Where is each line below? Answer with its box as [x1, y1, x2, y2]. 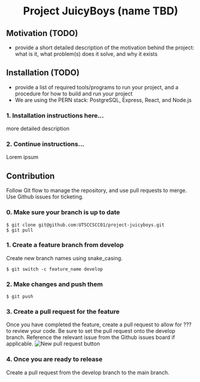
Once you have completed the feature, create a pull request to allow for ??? [6, 321, 192, 328]
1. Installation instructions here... [6, 111, 104, 119]
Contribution [6, 171, 55, 181]
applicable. [6, 340, 34, 347]
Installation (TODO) [6, 68, 80, 78]
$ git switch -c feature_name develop [6, 266, 103, 272]
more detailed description [6, 125, 70, 133]
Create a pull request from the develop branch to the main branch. [6, 369, 169, 376]
